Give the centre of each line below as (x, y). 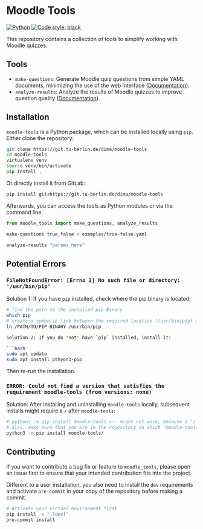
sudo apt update (27, 354)
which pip (19, 315)
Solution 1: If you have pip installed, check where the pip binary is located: (99, 299)
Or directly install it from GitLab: (46, 183)
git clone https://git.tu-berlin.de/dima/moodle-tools (77, 149)
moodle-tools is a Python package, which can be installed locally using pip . (100, 132)
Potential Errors (36, 264)
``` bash (16, 348)
